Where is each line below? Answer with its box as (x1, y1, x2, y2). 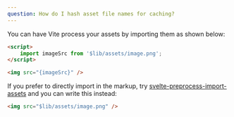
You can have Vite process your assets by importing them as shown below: (7, 30, 226, 38)
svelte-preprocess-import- (149, 82, 227, 90)
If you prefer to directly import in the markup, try (7, 82, 148, 90)
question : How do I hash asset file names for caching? (7, 10, 175, 18)
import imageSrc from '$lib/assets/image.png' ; (20, 50, 162, 57)
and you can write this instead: (27, 90, 118, 98)
